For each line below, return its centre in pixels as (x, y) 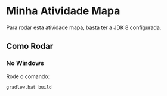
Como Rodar (30, 46)
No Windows (25, 63)
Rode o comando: (28, 76)
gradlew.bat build (29, 87)
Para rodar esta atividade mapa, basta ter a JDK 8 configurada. (84, 27)
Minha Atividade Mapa (63, 11)
